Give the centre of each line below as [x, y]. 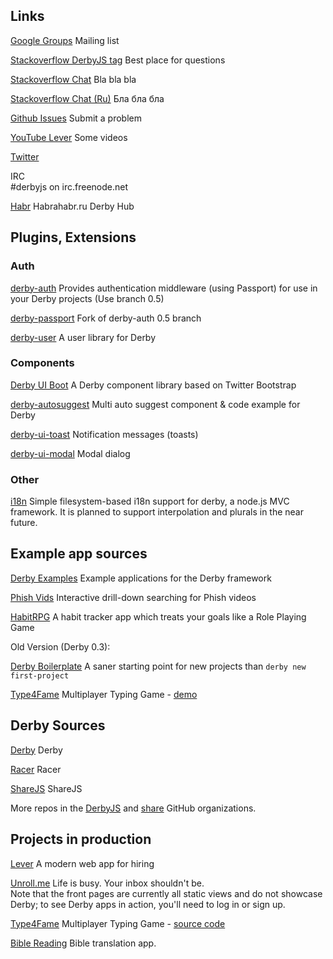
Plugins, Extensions [73, 237]
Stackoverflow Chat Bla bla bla [73, 79]
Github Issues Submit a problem [76, 118]
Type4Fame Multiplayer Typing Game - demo [104, 694]
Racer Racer [36, 769]
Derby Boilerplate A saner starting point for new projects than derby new [158, 666]
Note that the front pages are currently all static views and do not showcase [166, 893]
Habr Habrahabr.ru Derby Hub [72, 206]
